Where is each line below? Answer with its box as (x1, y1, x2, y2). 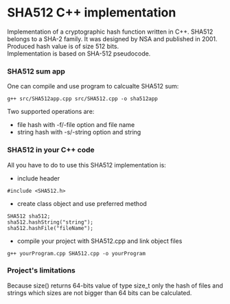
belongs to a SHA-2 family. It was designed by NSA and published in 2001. (7, 34, 218, 43)
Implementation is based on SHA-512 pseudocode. (7, 49, 151, 58)
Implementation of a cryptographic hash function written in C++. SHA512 (7, 27, 214, 36)
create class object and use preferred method (16, 199, 148, 207)
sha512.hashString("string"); (7, 218, 94, 226)
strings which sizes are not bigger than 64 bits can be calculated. (7, 288, 192, 296)
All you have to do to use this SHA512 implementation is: (7, 161, 166, 169)
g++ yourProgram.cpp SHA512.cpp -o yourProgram (7, 250, 146, 257)
